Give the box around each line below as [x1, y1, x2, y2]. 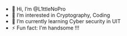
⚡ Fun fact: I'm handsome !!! [11, 24, 80, 31]
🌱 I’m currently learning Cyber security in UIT [11, 18, 121, 24]
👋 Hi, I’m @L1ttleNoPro [11, 6, 66, 12]
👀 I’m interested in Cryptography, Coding [11, 12, 110, 19]
